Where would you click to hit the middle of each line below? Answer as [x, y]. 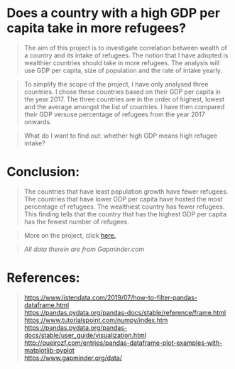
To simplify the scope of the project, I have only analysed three [116, 84]
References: [43, 278]
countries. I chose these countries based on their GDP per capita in [122, 92]
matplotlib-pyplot [49, 350]
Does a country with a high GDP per [114, 13]
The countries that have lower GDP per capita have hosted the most [123, 199]
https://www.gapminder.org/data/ [73, 358]
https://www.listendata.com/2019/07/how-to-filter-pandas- [111, 297]
